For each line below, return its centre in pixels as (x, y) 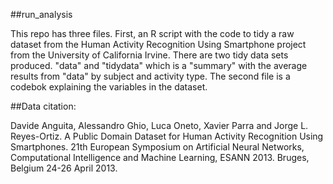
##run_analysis (41, 14)
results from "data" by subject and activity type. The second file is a (150, 76)
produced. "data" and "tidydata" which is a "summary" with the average (159, 65)
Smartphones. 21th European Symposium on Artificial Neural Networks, (157, 147)
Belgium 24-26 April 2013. (64, 168)
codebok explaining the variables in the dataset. (109, 87)
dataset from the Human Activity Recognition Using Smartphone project (158, 44)
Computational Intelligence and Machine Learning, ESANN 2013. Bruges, (160, 157)
